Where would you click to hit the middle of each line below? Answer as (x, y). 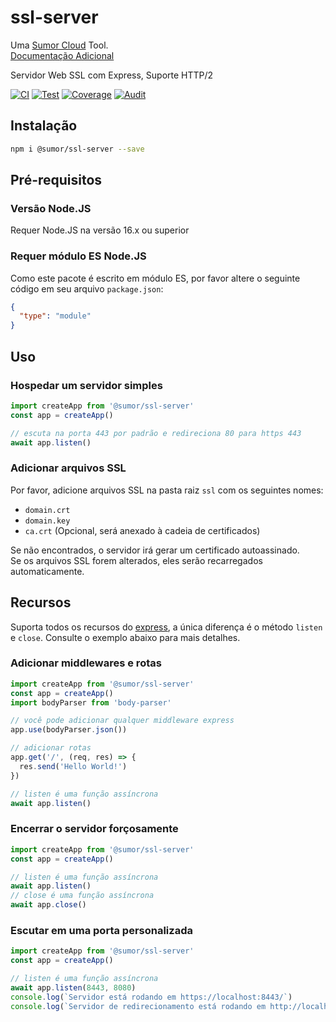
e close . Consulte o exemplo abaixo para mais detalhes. (125, 637)
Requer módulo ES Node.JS (78, 256)
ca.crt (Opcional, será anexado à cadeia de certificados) (142, 530)
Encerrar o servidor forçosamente (94, 829)
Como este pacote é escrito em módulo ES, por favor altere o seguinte (155, 278)
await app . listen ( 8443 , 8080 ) (73, 987)
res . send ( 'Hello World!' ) (73, 766)
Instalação (44, 126)
